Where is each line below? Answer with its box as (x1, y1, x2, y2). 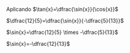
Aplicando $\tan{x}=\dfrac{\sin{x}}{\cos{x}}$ (6, 6, 119, 13)
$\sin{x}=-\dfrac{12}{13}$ (6, 40, 70, 47)
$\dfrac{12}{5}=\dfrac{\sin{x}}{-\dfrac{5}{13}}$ (6, 17, 125, 24)
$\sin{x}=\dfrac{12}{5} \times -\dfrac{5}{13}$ (6, 29, 119, 36)
